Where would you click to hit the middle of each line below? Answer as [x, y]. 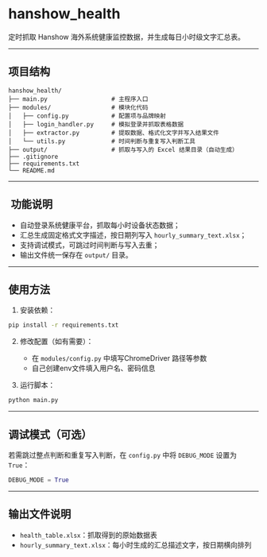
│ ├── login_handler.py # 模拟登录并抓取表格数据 [96, 124]
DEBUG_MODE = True [39, 480]
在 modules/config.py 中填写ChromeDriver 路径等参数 [119, 358]
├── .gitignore [33, 157]
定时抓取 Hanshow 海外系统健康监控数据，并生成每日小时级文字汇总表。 [126, 37]
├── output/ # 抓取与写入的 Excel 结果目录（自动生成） [123, 149]
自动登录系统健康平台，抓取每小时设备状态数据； [100, 225]
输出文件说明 [40, 514]
